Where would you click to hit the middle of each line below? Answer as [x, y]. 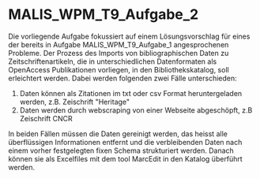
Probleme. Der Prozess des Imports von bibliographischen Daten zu [119, 53]
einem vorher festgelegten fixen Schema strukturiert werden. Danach [121, 150]
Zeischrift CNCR [46, 118]
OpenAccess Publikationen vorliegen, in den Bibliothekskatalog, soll [119, 69]
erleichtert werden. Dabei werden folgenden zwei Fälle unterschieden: [122, 78]
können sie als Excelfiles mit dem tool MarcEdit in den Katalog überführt [125, 158]
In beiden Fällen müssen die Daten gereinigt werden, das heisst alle [118, 133]
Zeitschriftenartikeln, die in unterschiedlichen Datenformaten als [113, 61]
